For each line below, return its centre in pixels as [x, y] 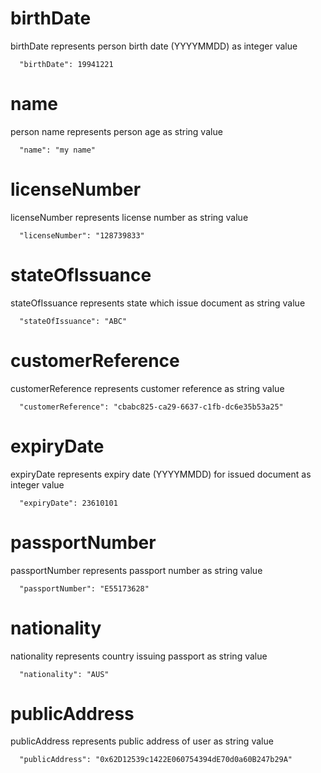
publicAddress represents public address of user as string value [142, 741]
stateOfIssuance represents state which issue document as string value [158, 303]
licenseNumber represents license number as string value [129, 217]
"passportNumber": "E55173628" [84, 588]
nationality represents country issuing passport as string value [139, 656]
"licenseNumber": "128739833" [82, 235]
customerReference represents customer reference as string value [147, 388]
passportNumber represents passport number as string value [136, 570]
